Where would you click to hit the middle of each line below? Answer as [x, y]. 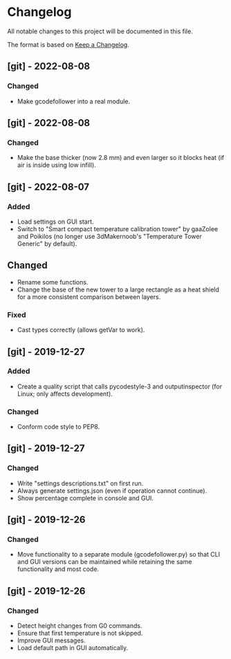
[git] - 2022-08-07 [48, 187]
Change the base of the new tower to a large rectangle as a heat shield [118, 289]
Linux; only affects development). [65, 394]
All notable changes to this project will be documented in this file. [100, 31]
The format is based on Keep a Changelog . [68, 44]
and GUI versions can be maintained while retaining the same [104, 562]
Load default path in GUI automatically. [73, 648]
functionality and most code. [58, 569]
